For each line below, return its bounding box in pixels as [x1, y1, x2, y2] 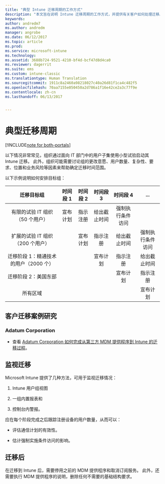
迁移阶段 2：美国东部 [7, 273, 57, 280]
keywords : [5, 16, 26, 21]
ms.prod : [5, 44, 23, 49]
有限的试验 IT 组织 [11, 209, 53, 216]
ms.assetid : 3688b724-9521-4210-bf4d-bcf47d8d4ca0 [5, 58, 111, 63]
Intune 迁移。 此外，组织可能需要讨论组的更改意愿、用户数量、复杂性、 [5, 159, 150, 164]
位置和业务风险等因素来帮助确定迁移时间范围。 [13, 164, 109, 170]
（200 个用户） [14, 240, 50, 247]
